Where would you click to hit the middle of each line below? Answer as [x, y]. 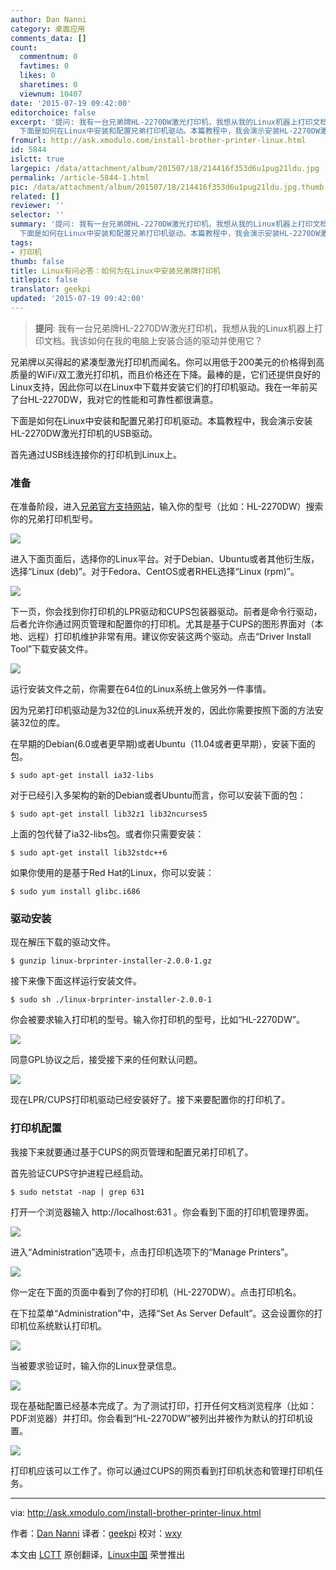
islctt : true [37, 159]
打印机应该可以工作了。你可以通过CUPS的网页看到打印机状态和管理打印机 [162, 1470]
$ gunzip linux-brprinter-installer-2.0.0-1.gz [111, 961]
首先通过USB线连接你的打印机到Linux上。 [96, 454]
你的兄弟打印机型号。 [54, 519]
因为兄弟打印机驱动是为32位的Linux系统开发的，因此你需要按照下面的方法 [162, 710]
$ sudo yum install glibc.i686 [75, 892]
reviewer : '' [37, 206]
